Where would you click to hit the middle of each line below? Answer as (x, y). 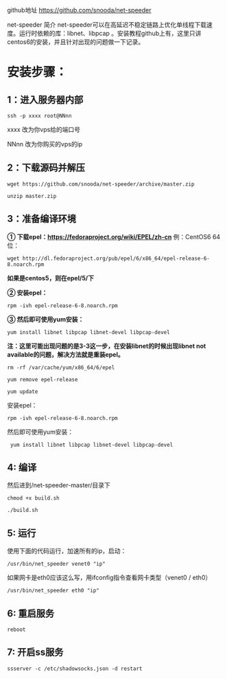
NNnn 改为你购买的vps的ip (45, 144)
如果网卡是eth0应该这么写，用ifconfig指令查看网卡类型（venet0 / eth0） (109, 578)
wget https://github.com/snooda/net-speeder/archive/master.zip (101, 184)
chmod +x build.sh (33, 498)
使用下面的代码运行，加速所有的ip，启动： (67, 551)
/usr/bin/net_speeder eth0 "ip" (53, 591)
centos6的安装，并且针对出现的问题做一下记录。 (76, 42)
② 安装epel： (27, 292)
